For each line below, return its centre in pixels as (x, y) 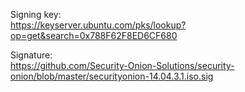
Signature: (31, 55)
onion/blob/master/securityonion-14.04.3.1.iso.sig (112, 76)
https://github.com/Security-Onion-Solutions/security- (122, 65)
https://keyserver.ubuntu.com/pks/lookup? (98, 25)
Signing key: (36, 14)
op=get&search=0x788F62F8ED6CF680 (94, 35)
